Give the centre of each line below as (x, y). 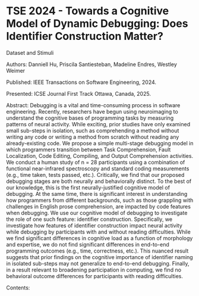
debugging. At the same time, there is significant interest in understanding (97, 194)
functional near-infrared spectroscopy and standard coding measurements (98, 169)
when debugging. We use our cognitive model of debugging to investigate (97, 213)
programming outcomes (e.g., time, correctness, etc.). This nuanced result (97, 251)
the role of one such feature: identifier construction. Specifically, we (89, 219)
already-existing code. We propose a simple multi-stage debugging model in (100, 143)
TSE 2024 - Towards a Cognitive (88, 11)
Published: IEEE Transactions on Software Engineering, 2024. (81, 82)
